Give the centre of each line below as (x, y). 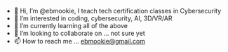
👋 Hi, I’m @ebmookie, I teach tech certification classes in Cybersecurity (118, 11)
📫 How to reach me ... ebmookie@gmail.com (80, 41)
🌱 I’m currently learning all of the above (71, 26)
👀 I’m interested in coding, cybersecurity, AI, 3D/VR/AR (93, 18)
